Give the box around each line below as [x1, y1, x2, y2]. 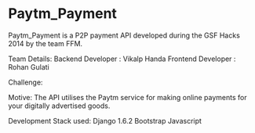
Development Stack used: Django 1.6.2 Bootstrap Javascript [8, 116, 202, 125]
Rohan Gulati [8, 62, 49, 71]
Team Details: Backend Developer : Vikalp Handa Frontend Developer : [8, 54, 236, 63]
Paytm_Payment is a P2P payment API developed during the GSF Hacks [8, 31, 241, 40]
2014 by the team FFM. [8, 38, 83, 48]
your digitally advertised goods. [8, 101, 111, 110]
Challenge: [8, 77, 43, 87]
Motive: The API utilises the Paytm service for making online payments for [8, 92, 247, 102]
